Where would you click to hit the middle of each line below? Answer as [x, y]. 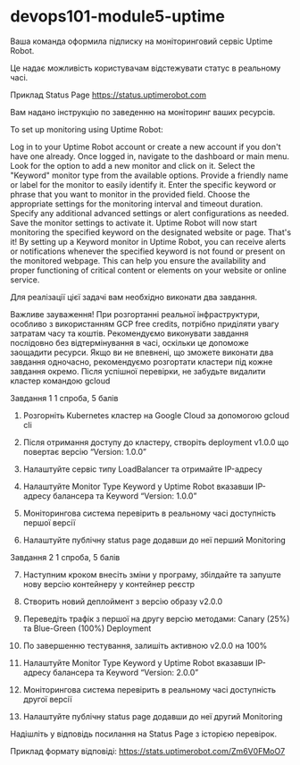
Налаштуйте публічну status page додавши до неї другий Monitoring [153, 716]
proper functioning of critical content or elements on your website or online [148, 270]
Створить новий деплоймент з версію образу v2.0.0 [123, 601]
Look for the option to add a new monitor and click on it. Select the [133, 165]
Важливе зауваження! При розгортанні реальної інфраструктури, [135, 314]
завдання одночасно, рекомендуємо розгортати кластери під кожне [142, 361]
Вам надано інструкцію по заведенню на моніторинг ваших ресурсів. [143, 112]
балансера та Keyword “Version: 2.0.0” [126, 672]
